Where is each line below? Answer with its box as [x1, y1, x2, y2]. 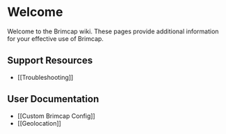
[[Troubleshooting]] [17, 73, 74, 81]
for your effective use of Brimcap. [7, 34, 104, 42]
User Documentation [7, 93, 99, 105]
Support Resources [7, 55, 93, 67]
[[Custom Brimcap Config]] [17, 112, 95, 120]
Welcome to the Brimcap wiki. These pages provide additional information [7, 27, 219, 35]
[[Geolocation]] [17, 119, 61, 127]
